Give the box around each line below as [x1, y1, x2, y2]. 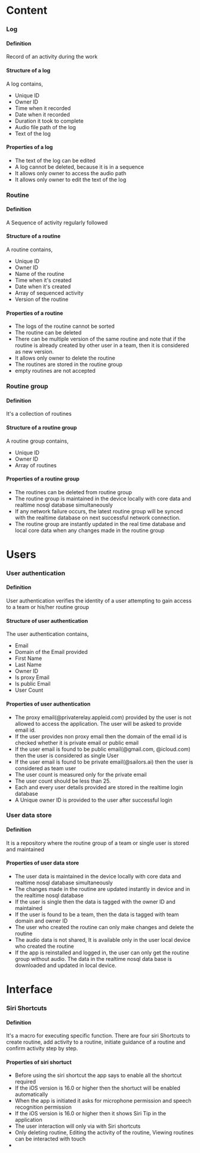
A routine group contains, [6, 437, 69, 445]
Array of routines [14, 461, 57, 468]
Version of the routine [14, 296, 69, 303]
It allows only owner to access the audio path [14, 169, 127, 177]
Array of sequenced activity [14, 290, 84, 297]
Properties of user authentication [6, 700, 91, 707]
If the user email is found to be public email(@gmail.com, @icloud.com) [14, 746, 191, 753]
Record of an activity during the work [6, 53, 98, 60]
